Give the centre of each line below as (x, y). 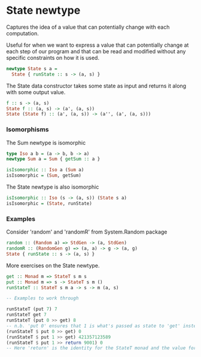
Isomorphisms (28, 129)
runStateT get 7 (26, 315)
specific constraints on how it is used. (53, 58)
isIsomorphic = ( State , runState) (49, 203)
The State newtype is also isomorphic (53, 187)
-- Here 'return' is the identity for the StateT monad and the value (96, 348)
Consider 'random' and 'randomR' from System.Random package (87, 232)
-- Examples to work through (42, 298)
